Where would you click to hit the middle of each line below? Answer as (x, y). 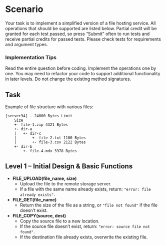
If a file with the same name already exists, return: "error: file (85, 189)
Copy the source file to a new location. (60, 221)
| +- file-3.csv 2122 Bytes (50, 142)
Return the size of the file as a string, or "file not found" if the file (89, 205)
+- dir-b (23, 147)
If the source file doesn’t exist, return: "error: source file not (85, 226)
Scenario (24, 9)
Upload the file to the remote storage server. (65, 183)
